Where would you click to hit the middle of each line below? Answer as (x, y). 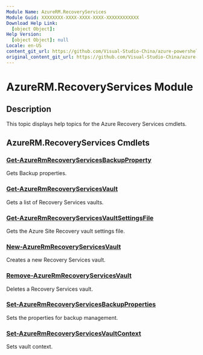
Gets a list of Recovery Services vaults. (55, 202)
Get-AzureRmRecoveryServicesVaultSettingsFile (80, 217)
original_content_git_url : (40, 57)
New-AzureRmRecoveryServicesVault (64, 247)
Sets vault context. (30, 347)
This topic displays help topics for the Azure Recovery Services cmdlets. (97, 124)
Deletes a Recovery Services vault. (50, 289)
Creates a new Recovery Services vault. (56, 260)
